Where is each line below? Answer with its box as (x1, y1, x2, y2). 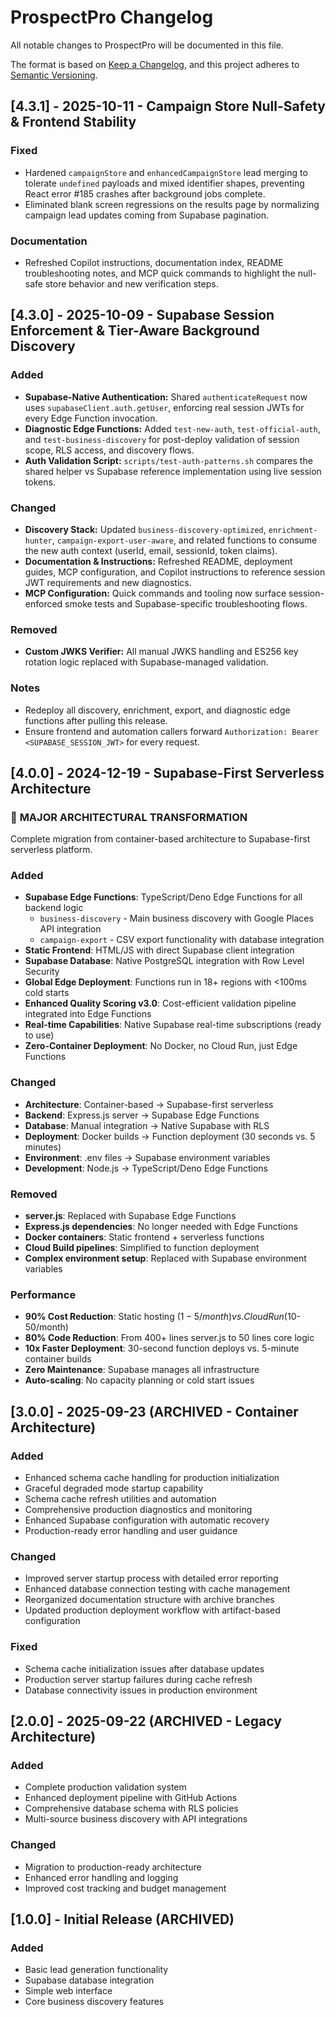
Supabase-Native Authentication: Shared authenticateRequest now (24, 391, 308, 403)
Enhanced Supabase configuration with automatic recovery (24, 1514, 270, 1526)
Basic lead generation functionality (24, 1964, 169, 1976)
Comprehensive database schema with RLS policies (24, 1802, 239, 1815)
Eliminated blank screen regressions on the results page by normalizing (24, 198, 320, 210)
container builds (24, 1353, 92, 1365)
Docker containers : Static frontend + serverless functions (24, 1231, 265, 1243)
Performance (10, 1288, 77, 1301)
